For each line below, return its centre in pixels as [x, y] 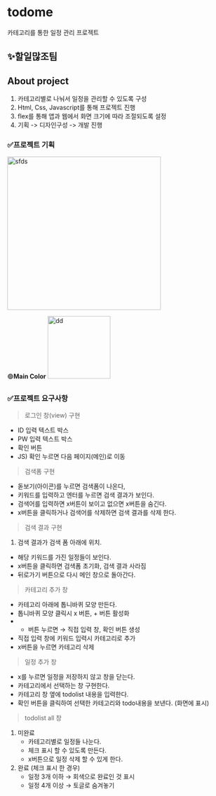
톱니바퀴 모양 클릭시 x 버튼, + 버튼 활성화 [73, 613]
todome [31, 12]
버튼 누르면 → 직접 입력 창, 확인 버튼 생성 [84, 629]
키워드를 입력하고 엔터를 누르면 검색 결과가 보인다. [86, 495]
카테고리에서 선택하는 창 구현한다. [63, 685]
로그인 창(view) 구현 [52, 415]
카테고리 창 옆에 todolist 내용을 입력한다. [73, 694]
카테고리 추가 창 [46, 589]
